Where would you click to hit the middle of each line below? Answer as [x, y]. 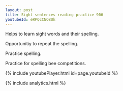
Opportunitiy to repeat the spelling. [42, 44]
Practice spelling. [23, 53]
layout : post [19, 10]
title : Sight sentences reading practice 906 [54, 15]
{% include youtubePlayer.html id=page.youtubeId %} [62, 73]
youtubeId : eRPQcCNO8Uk [30, 19]
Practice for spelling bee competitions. [46, 64]
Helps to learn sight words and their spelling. [52, 34]
